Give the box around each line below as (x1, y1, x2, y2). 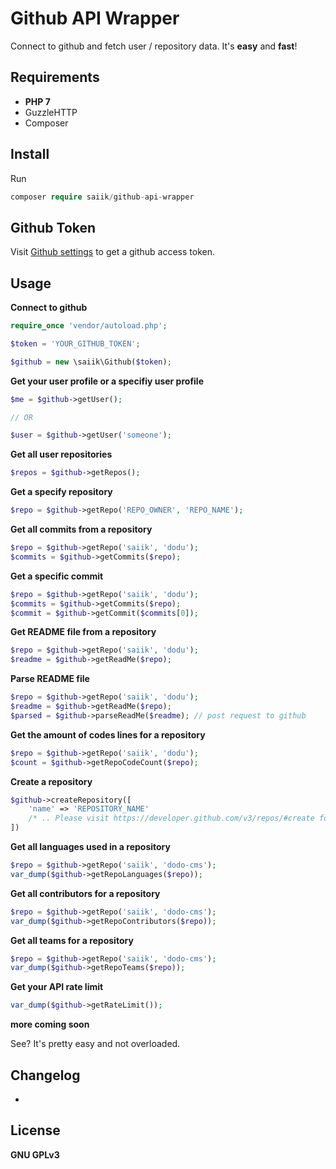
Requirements (10, 69, 100, 86)
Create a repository (10, 775, 93, 787)
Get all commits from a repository (10, 523, 153, 536)
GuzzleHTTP (24, 106, 78, 118)
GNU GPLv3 (10, 1148, 60, 1161)
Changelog (10, 1067, 81, 1084)
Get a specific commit (10, 570, 104, 582)
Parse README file (10, 673, 90, 685)
